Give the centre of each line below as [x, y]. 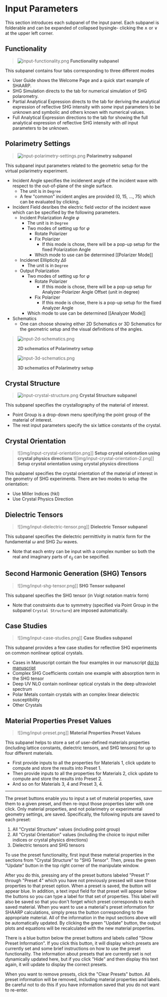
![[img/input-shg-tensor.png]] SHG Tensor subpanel [71, 585]
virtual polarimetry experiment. [37, 171]
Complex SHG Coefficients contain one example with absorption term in [86, 673]
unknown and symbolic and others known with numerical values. [79, 112]
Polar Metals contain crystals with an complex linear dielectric [76, 694]
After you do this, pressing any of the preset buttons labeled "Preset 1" [78, 875]
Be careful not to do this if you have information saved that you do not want [83, 985]
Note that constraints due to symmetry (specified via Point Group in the [85, 605]
